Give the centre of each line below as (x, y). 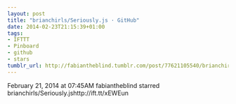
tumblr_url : (25, 66)
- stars (19, 59)
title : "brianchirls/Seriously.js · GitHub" (73, 20)
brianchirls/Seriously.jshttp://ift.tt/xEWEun (68, 93)
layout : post (26, 14)
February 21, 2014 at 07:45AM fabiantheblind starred (84, 85)
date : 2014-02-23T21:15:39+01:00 (56, 27)
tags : (15, 33)
